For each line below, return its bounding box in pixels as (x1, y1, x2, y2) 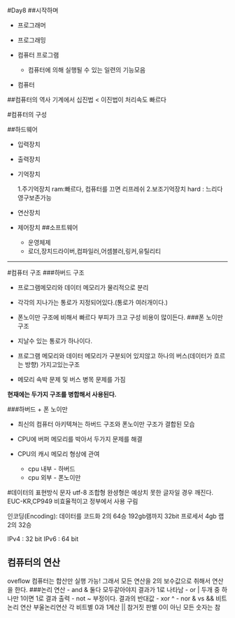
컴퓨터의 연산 (7, 556, 61, 569)
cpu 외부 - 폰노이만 (27, 474, 81, 481)
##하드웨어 (7, 125, 38, 133)
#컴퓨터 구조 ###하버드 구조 (7, 268, 85, 277)
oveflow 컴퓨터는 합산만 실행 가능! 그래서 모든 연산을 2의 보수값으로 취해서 (7, 577, 211, 585)
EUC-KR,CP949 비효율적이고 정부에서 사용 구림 (7, 497, 138, 505)
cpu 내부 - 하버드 (27, 465, 76, 473)
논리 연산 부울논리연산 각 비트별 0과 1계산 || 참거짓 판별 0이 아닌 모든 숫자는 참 (7, 603, 221, 611)
